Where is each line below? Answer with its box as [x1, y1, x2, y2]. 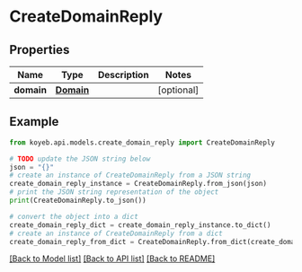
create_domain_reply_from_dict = [9, 237, 135, 246]
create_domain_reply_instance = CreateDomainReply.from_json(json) [9, 180, 268, 189]
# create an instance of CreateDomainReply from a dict [9, 229, 223, 238]
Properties [9, 42, 70, 57]
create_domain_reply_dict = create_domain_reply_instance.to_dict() [9, 220, 271, 230]
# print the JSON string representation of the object [9, 188, 219, 197]
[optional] [157, 83, 200, 96]
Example [9, 114, 59, 129]
